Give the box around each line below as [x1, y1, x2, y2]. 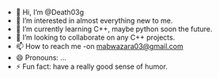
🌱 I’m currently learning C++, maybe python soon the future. [15, 24, 213, 33]
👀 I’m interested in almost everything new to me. [15, 16, 173, 25]
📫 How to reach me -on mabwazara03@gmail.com [15, 42, 184, 51]
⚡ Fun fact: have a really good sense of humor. [15, 62, 168, 71]
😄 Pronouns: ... [15, 53, 67, 62]
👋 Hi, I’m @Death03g [15, 8, 85, 17]
